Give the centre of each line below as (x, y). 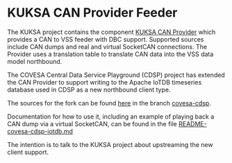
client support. (28, 152)
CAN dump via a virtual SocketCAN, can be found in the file (92, 123)
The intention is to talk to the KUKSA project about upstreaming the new (110, 144)
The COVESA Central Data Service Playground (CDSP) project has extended (116, 75)
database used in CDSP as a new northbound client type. (89, 89)
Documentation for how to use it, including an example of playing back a (111, 117)
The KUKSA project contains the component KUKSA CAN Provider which (111, 32)
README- (192, 123)
